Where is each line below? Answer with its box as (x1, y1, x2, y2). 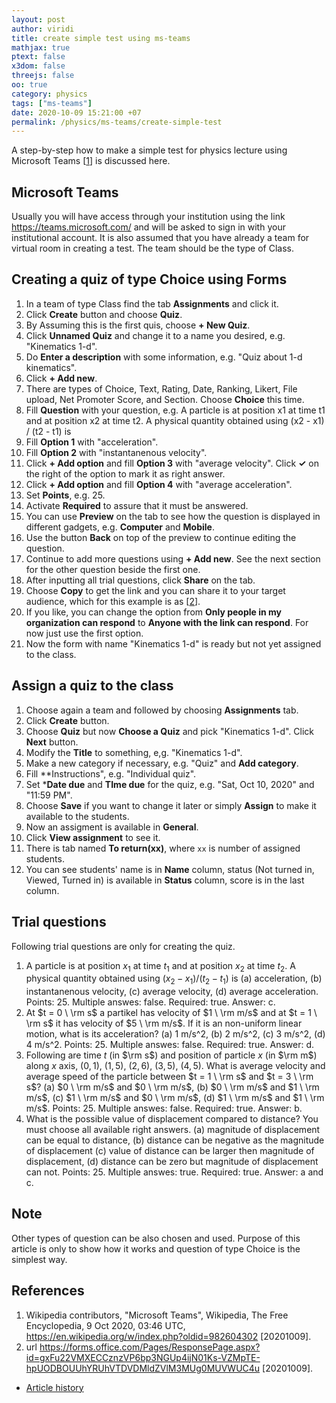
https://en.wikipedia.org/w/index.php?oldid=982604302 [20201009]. (25, 1330, 312, 1342)
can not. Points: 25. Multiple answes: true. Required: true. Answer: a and (25, 1166, 324, 1178)
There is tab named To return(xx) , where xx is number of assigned (25, 842, 301, 854)
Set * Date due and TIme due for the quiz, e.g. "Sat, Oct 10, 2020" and (25, 778, 315, 790)
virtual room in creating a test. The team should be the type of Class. (11, 242, 295, 255)
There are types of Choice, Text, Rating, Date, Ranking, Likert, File (25, 382, 298, 395)
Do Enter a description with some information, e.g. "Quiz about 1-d (25, 351, 303, 363)
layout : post (11, 14, 66, 25)
